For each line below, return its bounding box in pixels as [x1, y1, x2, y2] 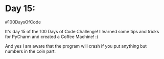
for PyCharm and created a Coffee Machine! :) [5, 34, 98, 39]
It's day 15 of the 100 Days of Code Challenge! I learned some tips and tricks [5, 28, 159, 34]
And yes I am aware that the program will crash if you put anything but [5, 43, 147, 49]
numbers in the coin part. [5, 48, 56, 54]
